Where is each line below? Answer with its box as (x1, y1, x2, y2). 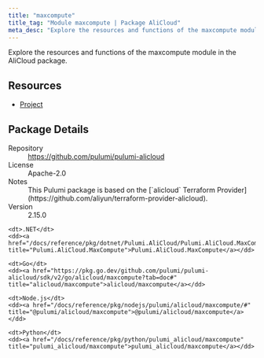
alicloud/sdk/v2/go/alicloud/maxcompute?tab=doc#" (8, 274, 178, 282)
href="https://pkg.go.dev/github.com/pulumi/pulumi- (32, 267, 210, 275)
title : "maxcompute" (8, 11, 76, 20)
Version (8, 202, 33, 211)
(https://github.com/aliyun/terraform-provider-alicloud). (27, 194, 208, 203)
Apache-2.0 (27, 168, 67, 178)
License (8, 161, 34, 169)
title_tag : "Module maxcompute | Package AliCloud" (8, 19, 181, 27)
